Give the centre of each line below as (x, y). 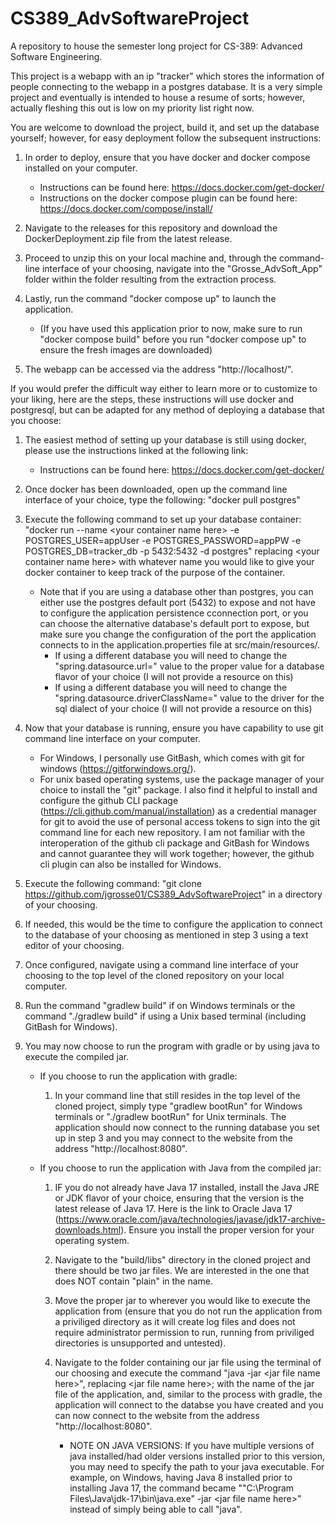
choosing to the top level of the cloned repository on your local (154, 975)
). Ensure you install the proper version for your (217, 1229)
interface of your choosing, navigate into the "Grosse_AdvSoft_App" (182, 268)
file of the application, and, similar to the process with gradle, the (188, 1394)
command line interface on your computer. (112, 738)
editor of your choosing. (74, 945)
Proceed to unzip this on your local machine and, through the (150, 258)
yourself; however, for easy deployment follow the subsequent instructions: (166, 138)
